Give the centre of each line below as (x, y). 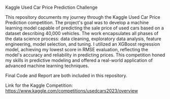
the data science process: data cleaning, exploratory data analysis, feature (83, 39)
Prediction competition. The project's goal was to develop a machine (77, 23)
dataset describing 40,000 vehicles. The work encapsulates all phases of (82, 33)
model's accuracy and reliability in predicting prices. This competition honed (85, 55)
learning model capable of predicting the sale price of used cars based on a (84, 28)
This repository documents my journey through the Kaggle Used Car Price (83, 17)
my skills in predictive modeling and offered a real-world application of (79, 60)
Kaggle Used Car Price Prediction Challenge (52, 7)
